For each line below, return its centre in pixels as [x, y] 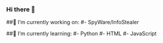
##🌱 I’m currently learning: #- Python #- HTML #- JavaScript [81, 34]
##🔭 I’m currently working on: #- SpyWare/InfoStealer [73, 22]
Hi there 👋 [21, 9]
